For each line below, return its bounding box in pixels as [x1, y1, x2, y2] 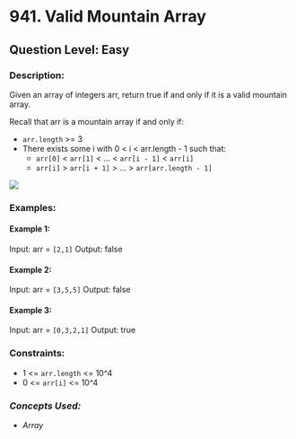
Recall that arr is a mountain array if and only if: [9, 116, 185, 127]
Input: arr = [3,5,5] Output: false [9, 285, 131, 295]
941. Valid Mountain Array [9, 6, 206, 27]
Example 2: [9, 264, 52, 275]
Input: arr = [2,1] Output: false [9, 244, 123, 254]
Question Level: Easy [9, 42, 130, 57]
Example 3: [9, 304, 52, 315]
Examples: [9, 201, 57, 214]
